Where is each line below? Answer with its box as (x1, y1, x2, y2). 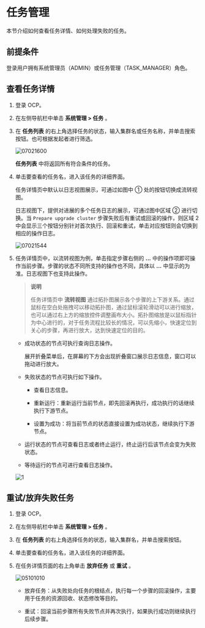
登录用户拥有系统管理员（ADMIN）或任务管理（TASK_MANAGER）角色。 (6, 64, 191, 71)
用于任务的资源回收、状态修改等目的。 (24, 595, 121, 602)
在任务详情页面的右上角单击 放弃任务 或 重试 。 (15, 562, 135, 570)
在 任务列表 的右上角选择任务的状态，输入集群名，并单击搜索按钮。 (15, 536, 185, 543)
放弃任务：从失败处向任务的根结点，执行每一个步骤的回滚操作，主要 (24, 587, 196, 594)
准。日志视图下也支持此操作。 (15, 270, 91, 277)
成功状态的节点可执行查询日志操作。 (24, 339, 116, 347)
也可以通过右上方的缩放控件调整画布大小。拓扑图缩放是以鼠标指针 (30, 311, 197, 319)
